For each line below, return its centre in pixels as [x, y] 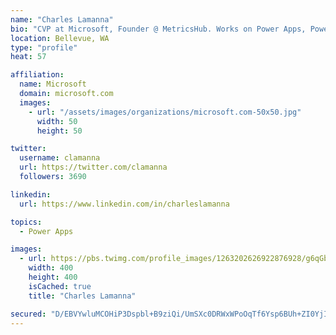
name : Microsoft [53, 84]
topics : [26, 222]
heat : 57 [28, 57]
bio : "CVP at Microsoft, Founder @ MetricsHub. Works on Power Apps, [158, 29]
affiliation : [37, 75]
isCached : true [60, 286]
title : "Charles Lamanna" [82, 296]
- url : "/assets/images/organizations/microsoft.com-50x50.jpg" [165, 112]
